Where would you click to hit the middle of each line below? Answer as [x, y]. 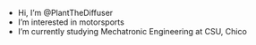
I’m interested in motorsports [71, 22]
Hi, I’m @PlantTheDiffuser [65, 13]
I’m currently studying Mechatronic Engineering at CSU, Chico [132, 31]
